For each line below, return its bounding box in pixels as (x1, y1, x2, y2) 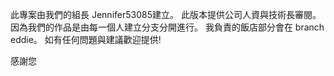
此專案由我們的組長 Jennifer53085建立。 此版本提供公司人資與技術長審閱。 (10, 9, 322, 20)
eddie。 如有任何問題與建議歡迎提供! (10, 34, 162, 45)
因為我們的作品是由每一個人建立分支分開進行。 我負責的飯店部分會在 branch (10, 21, 325, 33)
